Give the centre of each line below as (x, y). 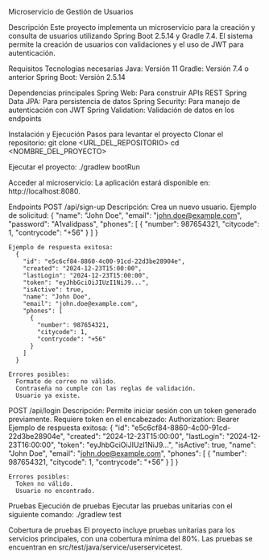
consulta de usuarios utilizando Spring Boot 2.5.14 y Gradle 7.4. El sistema (131, 36)
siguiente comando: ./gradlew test (65, 514)
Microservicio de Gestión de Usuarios (71, 12)
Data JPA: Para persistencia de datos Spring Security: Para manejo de (124, 101)
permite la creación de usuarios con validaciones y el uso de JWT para (126, 44)
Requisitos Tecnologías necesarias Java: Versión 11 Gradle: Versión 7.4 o (129, 69)
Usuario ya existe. (48, 395)
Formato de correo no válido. (66, 382)
